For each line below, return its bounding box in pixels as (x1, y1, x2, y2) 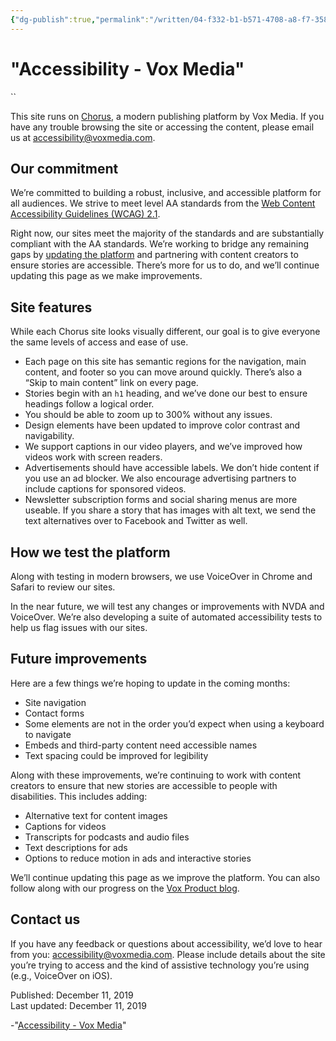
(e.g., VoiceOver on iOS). (10, 969, 113, 981)
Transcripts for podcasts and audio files (24, 831, 190, 843)
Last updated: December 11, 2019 (10, 999, 147, 1011)
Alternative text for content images (24, 809, 168, 821)
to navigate (24, 728, 72, 740)
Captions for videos (24, 820, 107, 832)
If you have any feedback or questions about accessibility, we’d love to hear (10, 937, 323, 950)
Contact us (10, 911, 81, 928)
